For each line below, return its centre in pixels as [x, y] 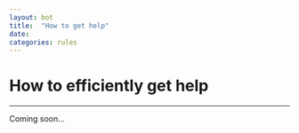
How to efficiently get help [109, 86]
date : [19, 34]
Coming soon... [37, 119]
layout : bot [31, 17]
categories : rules [43, 42]
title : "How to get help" [59, 26]
